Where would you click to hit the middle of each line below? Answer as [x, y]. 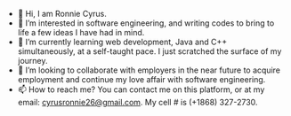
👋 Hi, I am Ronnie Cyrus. [62, 14]
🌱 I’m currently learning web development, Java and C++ [122, 42]
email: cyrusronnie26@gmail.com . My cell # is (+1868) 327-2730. [137, 102]
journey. [32, 61]
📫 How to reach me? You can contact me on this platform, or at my [141, 89]
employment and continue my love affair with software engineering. [141, 79]
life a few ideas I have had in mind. [81, 32]
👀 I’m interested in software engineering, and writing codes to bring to [146, 23]
